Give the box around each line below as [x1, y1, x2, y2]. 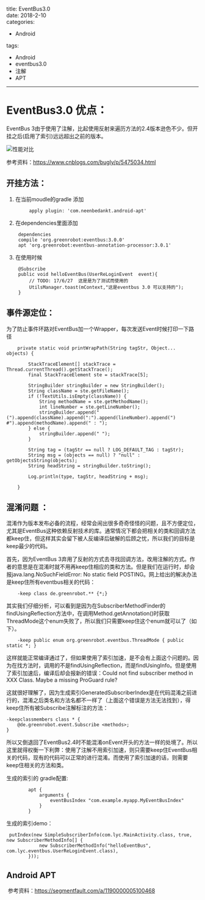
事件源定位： [6, 308, 55, 318]
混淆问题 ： [6, 502, 49, 513]
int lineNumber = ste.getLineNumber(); [38, 404, 140, 410]
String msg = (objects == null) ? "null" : [28, 452, 140, 458]
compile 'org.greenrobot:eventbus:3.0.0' [18, 237, 125, 243]
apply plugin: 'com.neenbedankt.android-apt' [29, 207, 147, 214]
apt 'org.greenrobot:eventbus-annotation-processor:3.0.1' [18, 242, 171, 248]
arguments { [38, 792, 70, 798]
